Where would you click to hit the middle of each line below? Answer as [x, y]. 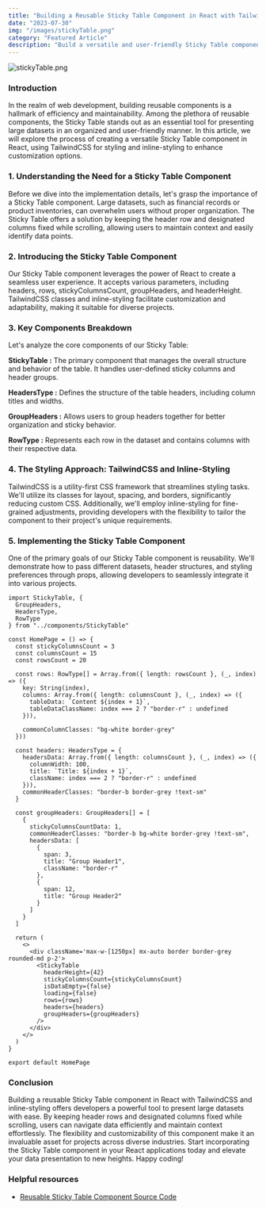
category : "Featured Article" [58, 38]
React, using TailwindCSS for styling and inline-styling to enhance [116, 147]
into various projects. [43, 583]
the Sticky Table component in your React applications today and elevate [127, 1150]
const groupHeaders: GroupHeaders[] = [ [83, 813]
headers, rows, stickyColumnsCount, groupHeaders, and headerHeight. [125, 291]
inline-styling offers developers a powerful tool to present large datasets [126, 1108]
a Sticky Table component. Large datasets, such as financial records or [124, 202]
